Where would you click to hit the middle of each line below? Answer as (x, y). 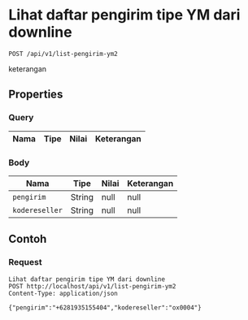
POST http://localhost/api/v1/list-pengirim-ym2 (92, 286)
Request (25, 262)
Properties (36, 95)
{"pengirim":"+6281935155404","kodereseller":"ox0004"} (105, 307)
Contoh (28, 239)
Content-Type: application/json (63, 293)
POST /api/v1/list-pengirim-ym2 (63, 54)
